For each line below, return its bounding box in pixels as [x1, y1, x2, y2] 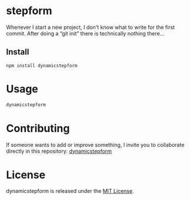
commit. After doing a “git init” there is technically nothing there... [6, 29, 165, 37]
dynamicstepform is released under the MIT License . [6, 188, 134, 195]
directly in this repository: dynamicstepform [6, 147, 112, 155]
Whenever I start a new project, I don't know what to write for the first [6, 24, 175, 31]
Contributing [6, 122, 70, 135]
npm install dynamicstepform [6, 63, 78, 68]
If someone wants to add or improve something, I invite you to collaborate [6, 141, 185, 148]
